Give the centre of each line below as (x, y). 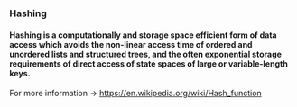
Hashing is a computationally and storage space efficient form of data (143, 35)
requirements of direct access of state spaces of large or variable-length (149, 63)
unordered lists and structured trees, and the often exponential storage (146, 54)
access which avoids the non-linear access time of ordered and (131, 44)
